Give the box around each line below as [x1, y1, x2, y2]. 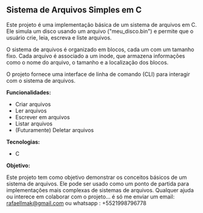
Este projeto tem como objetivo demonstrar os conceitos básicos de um [6, 173, 187, 181]
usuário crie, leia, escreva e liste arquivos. [6, 33, 112, 41]
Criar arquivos [15, 100, 51, 108]
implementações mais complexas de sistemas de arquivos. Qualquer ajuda [6, 186, 194, 194]
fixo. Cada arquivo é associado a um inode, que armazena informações [6, 52, 185, 60]
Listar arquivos [15, 120, 53, 127]
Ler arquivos [15, 106, 47, 114]
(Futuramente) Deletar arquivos [15, 126, 94, 133]
